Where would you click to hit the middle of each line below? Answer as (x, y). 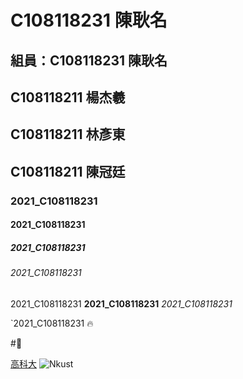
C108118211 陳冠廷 (68, 171)
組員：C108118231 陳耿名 (89, 60)
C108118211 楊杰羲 (68, 97)
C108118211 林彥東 (68, 134)
